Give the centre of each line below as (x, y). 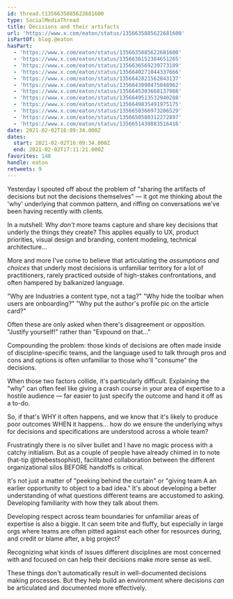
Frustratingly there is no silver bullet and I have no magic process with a (110, 445)
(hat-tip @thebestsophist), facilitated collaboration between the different (111, 460)
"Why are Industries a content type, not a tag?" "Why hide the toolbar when (115, 296)
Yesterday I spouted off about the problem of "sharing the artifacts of (106, 189)
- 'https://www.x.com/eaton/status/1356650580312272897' (98, 117)
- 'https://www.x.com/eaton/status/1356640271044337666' (98, 72)
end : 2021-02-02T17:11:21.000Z (59, 150)
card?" (17, 311)
